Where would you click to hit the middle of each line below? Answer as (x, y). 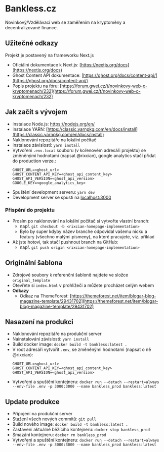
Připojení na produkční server (42, 414)
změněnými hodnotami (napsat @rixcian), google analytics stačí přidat (84, 155)
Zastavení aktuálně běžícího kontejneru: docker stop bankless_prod (81, 430)
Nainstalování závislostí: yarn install (51, 339)
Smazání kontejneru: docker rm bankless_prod (59, 435)
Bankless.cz (31, 9)
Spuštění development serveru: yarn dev (54, 192)
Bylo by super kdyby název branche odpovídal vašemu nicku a (83, 231)
